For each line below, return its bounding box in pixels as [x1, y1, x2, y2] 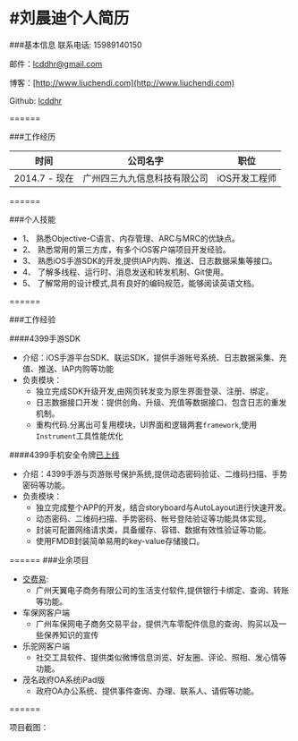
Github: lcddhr [9, 95, 63, 106]
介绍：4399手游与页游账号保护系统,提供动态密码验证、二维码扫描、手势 [21, 468, 288, 479]
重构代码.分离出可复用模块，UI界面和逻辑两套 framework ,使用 [35, 419, 258, 430]
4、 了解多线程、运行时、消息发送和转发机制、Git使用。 [21, 266, 229, 277]
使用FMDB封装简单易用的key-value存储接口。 [35, 535, 205, 546]
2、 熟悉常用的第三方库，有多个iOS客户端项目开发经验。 [21, 243, 231, 255]
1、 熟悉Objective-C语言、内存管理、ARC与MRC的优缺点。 [21, 233, 240, 243]
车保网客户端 [21, 607, 70, 617]
